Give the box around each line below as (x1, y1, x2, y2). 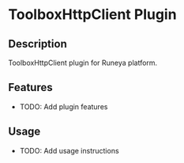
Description (8, 37, 67, 51)
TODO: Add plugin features (19, 101, 108, 112)
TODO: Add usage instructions (19, 146, 120, 155)
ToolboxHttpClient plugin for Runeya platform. (8, 58, 158, 67)
